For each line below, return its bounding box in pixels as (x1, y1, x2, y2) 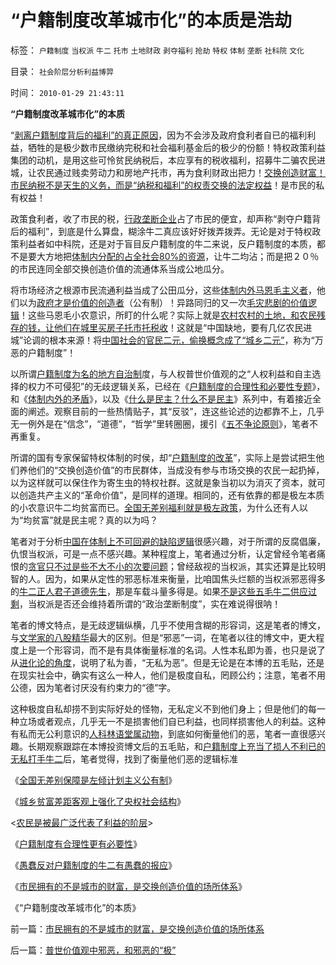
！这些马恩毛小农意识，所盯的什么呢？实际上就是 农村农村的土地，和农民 (19, 309, 317, 321)
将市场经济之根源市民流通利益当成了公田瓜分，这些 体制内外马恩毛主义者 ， (10, 284, 317, 296)
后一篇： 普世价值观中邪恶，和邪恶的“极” (10, 944, 177, 956)
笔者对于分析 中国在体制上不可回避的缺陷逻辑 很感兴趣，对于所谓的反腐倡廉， (10, 535, 326, 547)
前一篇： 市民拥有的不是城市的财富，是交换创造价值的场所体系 (10, 922, 265, 935)
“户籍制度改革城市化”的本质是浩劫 (10, 9, 293, 32)
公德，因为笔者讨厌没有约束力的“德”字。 (10, 681, 177, 693)
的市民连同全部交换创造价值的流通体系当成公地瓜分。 (10, 262, 230, 275)
